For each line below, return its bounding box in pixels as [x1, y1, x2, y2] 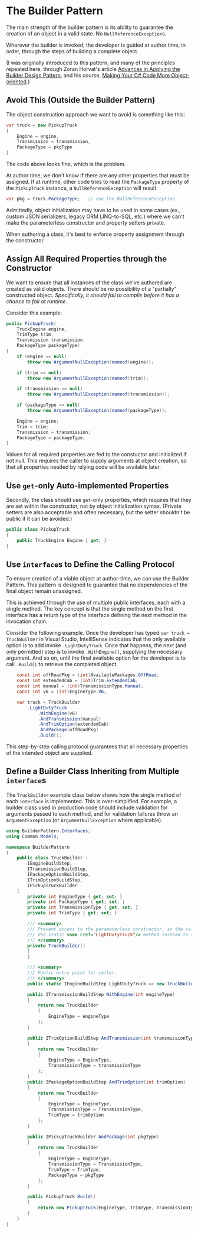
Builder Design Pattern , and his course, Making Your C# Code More [6, 72, 170, 79]
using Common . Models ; [6, 833, 60, 839]
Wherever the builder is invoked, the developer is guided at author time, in [6, 41, 186, 48]
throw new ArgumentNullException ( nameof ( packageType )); [27, 408, 167, 414]
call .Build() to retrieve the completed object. [6, 661, 118, 668]
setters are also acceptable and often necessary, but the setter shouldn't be [6, 509, 190, 516]
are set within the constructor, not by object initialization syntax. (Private [6, 502, 181, 510]
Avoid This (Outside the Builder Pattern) [6, 95, 156, 105]
